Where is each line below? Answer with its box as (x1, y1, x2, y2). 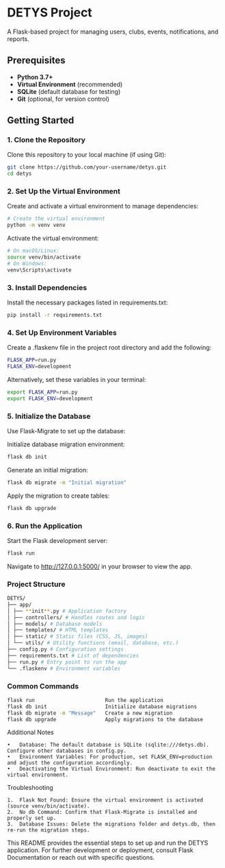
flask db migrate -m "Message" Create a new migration (7, 710, 173, 716)
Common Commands (7, 681, 79, 690)
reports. (7, 34, 29, 43)
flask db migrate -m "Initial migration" (7, 479, 127, 486)
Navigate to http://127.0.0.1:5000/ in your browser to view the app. (7, 562, 193, 570)
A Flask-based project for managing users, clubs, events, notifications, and (7, 27, 219, 36)
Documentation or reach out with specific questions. (7, 854, 155, 862)
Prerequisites (7, 55, 66, 67)
